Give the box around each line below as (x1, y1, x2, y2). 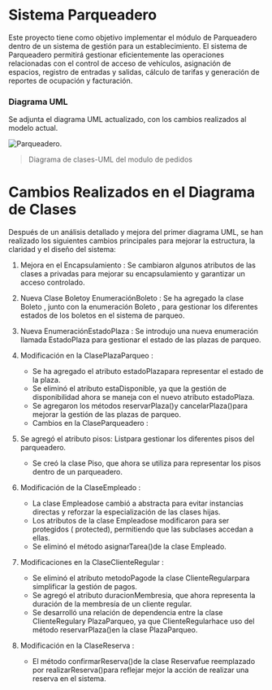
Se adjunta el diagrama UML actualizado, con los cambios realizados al (8, 115, 247, 124)
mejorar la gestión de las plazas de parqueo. (32, 410, 181, 419)
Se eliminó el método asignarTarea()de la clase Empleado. (32, 542, 227, 552)
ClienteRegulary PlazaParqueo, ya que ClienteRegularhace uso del (32, 616, 255, 627)
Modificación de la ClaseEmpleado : (19, 483, 140, 493)
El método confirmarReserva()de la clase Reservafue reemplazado (32, 657, 256, 666)
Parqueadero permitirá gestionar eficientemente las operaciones (8, 50, 225, 59)
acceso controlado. (19, 278, 85, 288)
